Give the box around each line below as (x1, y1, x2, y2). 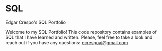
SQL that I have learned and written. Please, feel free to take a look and (5, 34, 153, 40)
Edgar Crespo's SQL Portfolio (5, 19, 66, 25)
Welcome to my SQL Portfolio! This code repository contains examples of (5, 29, 157, 35)
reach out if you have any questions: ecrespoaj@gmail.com (5, 39, 128, 45)
